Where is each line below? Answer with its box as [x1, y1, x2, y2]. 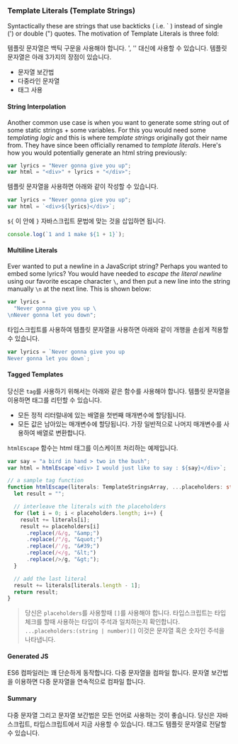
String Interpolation [7, 102, 67, 111]
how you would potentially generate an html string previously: [7, 148, 188, 157]
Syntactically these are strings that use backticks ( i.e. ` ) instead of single [7, 22, 223, 30]
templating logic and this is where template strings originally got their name [7, 133, 228, 142]
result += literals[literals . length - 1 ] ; [13, 582, 141, 589]
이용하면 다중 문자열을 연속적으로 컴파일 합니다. [14, 677, 146, 686]
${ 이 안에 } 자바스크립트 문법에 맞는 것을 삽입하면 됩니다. [7, 217, 166, 225]
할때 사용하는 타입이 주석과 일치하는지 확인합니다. [43, 618, 181, 626]
